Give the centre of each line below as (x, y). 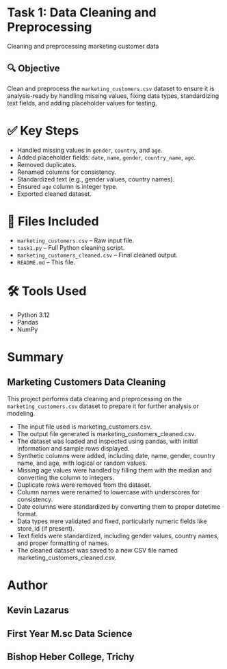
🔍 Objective (34, 69)
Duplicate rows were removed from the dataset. (84, 485)
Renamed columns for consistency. (66, 172)
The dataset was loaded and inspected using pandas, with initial (107, 441)
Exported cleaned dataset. (54, 194)
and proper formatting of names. (63, 543)
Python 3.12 (33, 315)
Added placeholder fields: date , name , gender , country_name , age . (106, 157)
